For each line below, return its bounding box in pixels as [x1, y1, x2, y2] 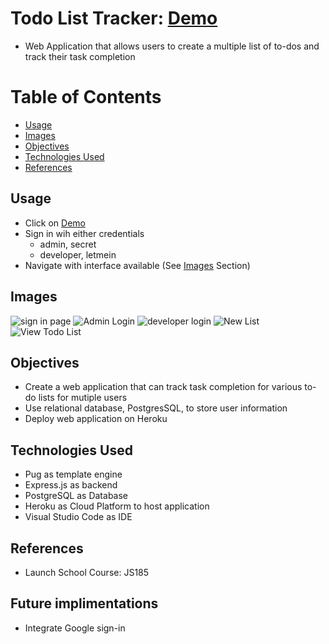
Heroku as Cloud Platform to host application [24, 500, 210, 512]
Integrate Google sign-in [24, 622, 126, 634]
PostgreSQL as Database [24, 490, 129, 502]
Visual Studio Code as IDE [24, 511, 133, 523]
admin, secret [39, 238, 97, 250]
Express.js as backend [24, 479, 118, 491]
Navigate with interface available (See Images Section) [24, 259, 251, 271]
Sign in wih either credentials [24, 227, 145, 239]
